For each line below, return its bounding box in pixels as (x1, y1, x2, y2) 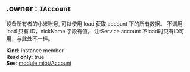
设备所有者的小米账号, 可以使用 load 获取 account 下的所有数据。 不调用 (6, 20, 183, 27)
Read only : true (6, 53, 45, 60)
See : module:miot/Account (6, 60, 72, 67)
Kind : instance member (6, 46, 64, 54)
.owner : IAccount (6, 4, 71, 14)
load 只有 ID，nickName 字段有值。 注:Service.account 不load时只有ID (6, 27, 179, 35)
